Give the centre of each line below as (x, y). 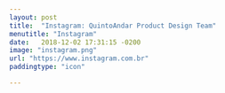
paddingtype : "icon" (48, 67)
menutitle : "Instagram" (53, 34)
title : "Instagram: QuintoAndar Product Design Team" (113, 26)
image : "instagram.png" (53, 50)
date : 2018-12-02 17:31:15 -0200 (75, 42)
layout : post (33, 17)
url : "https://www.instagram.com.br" (79, 58)
